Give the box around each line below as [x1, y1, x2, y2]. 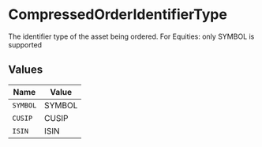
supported [8, 40, 42, 49]
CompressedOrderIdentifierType [8, 6, 227, 24]
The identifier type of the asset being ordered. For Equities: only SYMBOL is [8, 32, 255, 41]
